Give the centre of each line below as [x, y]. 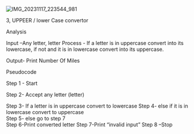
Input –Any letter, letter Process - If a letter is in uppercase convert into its [95, 43]
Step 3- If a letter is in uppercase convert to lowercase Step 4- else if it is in [97, 106]
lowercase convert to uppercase [45, 112]
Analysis [16, 32]
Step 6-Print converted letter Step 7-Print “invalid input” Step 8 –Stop [89, 125]
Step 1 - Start [22, 83]
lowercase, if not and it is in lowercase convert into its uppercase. [85, 49]
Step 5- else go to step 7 [36, 118]
